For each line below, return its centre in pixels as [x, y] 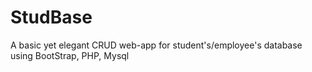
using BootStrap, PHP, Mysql [70, 55]
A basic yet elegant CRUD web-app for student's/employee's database [156, 45]
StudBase [51, 17]
